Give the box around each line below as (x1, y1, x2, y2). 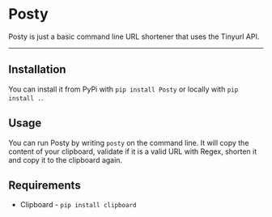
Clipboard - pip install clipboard (19, 200, 137, 210)
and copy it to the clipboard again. (8, 155, 123, 164)
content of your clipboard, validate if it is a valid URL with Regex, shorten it (8, 147, 257, 156)
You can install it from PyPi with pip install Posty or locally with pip (8, 84, 239, 94)
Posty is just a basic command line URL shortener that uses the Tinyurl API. (8, 32, 260, 41)
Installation (8, 62, 66, 77)
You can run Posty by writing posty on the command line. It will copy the (8, 138, 249, 147)
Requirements (8, 178, 81, 192)
